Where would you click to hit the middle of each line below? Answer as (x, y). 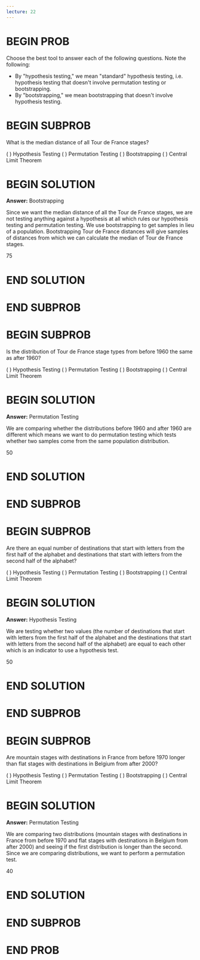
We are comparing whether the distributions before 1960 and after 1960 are (99, 428)
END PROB (33, 950)
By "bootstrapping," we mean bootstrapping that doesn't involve (94, 95)
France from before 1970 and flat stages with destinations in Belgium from (97, 841)
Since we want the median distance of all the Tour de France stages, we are (99, 213)
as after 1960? (24, 358)
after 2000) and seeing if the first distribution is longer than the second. (94, 847)
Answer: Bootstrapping (35, 201)
